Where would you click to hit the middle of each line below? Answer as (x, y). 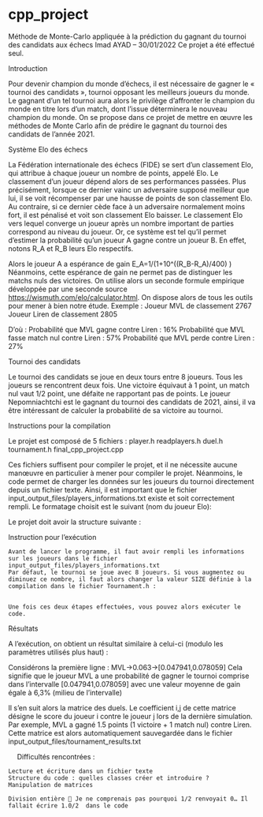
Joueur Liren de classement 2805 (63, 314)
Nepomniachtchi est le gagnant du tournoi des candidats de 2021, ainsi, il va (132, 402)
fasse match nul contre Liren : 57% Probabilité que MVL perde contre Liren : (131, 338)
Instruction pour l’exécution (52, 537)
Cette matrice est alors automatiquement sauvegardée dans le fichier (120, 733)
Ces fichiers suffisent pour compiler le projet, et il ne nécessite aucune (123, 464)
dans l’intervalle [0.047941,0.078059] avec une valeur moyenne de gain (124, 684)
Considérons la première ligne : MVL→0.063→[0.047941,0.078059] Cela (125, 667)
